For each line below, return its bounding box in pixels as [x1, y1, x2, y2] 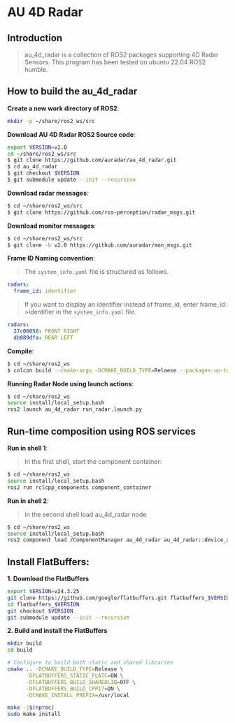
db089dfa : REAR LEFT [13, 334, 73, 341]
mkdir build [7, 640, 42, 647]
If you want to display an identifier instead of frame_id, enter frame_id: [24, 300, 227, 309]
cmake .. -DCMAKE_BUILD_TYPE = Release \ [7, 666, 124, 673]
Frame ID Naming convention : [7, 254, 96, 263]
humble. [24, 66, 48, 73]
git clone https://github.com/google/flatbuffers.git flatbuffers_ [7, 594, 208, 601]
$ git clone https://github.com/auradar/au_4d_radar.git [7, 156, 177, 164]
